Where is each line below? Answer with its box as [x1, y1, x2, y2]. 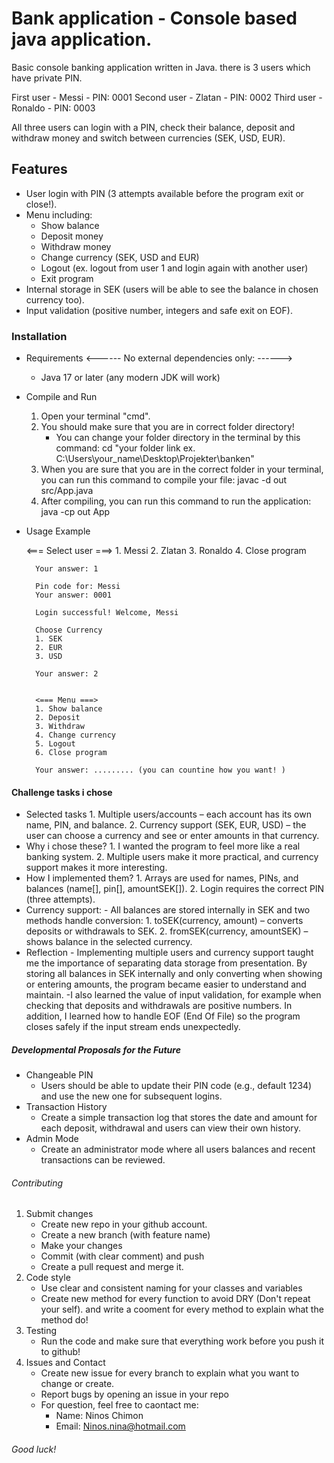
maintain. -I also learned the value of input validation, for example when [25, 989, 322, 1001]
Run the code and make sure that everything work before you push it [40, 1335, 325, 1347]
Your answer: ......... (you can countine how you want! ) [35, 765, 287, 776]
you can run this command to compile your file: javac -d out [40, 474, 288, 486]
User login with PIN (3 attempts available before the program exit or [25, 187, 305, 199]
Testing [25, 1325, 58, 1337]
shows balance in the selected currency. [25, 936, 193, 948]
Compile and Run [25, 391, 98, 403]
